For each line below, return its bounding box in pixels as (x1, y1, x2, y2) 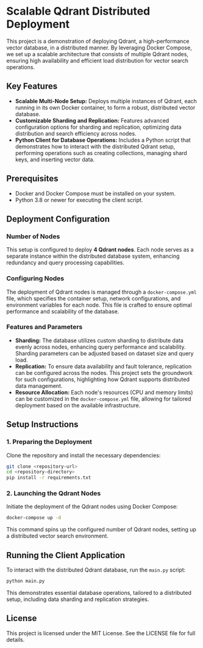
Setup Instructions (6, 420, 79, 430)
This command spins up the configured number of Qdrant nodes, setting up (6, 526, 197, 533)
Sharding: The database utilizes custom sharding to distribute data (15, 337, 184, 344)
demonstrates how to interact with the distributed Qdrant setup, (15, 142, 176, 150)
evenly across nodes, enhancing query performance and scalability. (15, 343, 186, 351)
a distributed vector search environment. (6, 533, 109, 540)
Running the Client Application (6, 550, 126, 560)
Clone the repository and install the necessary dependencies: (6, 451, 161, 459)
